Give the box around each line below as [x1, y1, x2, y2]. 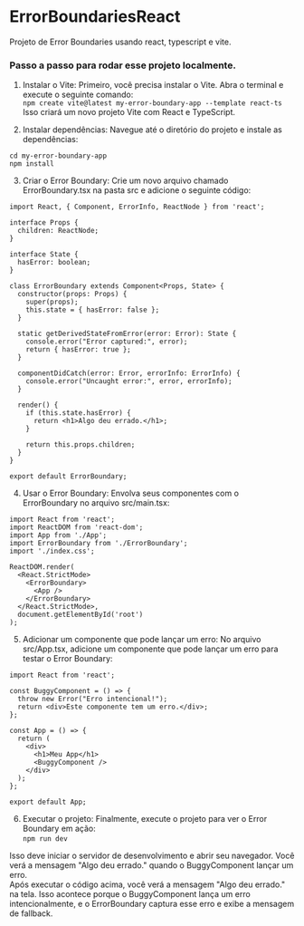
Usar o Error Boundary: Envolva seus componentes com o [22, 487, 240, 499]
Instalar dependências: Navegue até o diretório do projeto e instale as [22, 124, 282, 135]
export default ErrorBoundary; [9, 472, 128, 481]
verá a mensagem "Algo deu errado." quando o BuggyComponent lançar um [9, 860, 294, 871]
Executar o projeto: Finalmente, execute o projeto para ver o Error [22, 814, 268, 825]
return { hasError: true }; [25, 345, 131, 354]
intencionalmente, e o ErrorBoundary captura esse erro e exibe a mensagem [9, 899, 295, 910]
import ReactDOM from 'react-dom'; [9, 523, 144, 532]
